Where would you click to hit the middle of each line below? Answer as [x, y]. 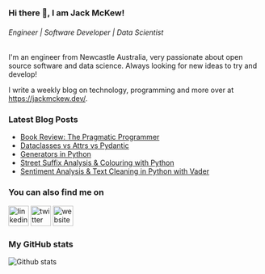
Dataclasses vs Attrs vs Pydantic [74, 145]
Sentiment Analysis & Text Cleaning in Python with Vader [115, 171]
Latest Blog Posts [43, 120]
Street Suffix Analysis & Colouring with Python [97, 163]
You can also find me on [56, 192]
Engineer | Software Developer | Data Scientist [86, 32]
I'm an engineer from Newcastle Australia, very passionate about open [126, 57]
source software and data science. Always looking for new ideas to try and [132, 66]
